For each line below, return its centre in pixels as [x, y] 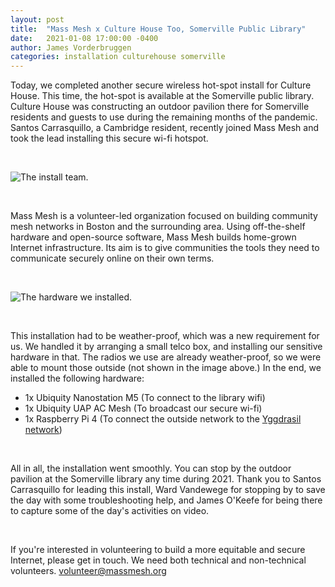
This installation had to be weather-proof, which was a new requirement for [165, 336]
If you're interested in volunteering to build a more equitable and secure [158, 550]
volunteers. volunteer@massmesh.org [88, 571]
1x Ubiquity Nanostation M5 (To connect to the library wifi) [145, 398]
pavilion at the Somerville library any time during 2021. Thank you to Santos [166, 479]
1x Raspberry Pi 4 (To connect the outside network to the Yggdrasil [163, 419]
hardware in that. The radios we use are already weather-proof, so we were [166, 357]
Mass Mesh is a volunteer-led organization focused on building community [164, 216]
